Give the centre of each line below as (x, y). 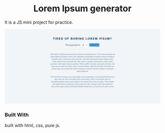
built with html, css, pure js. (33, 126)
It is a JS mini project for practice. (39, 22)
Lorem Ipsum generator (82, 9)
